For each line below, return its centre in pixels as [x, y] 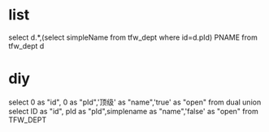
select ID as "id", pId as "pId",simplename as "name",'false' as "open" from [133, 111]
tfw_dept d [26, 45]
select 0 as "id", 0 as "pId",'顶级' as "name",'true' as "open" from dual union [135, 102]
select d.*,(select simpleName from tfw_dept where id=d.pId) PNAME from [133, 37]
